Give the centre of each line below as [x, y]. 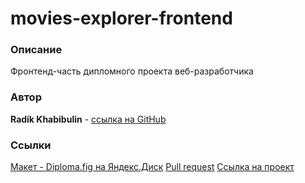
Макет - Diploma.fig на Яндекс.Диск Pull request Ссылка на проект [152, 167]
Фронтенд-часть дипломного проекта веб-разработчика [132, 71]
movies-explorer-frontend [121, 18]
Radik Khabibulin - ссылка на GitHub [88, 119]
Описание [36, 50]
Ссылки [31, 145]
